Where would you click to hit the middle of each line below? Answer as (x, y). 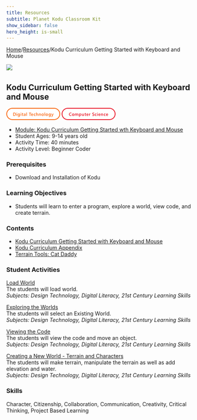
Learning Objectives (37, 193)
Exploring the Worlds (32, 307)
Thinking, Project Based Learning (48, 410)
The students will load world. (42, 289)
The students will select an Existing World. (59, 313)
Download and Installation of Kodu (58, 178)
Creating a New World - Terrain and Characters (65, 356)
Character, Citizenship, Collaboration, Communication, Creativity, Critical (96, 404)
